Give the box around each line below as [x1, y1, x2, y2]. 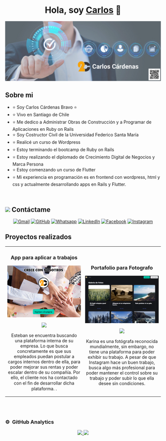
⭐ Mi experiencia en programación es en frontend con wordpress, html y [12, 174, 161, 180]
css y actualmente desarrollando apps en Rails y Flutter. [12, 181, 126, 187]
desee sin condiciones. [98, 381, 146, 386]
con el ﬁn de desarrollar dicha [14, 380, 75, 386]
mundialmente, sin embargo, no [89, 344, 154, 350]
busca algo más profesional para [88, 365, 156, 371]
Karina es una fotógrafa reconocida [86, 338, 158, 344]
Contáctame [11, 205, 51, 214]
